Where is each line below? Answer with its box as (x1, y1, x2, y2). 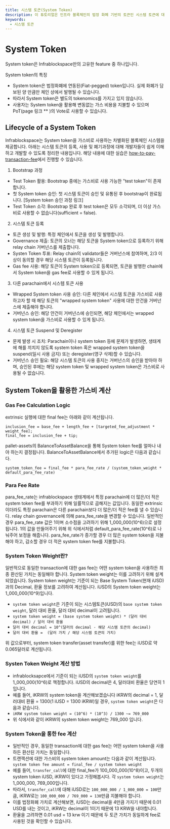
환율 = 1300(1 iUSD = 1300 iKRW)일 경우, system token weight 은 (26, 698, 158, 704)
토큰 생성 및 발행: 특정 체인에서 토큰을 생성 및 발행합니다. (12, 231, 125, 237)
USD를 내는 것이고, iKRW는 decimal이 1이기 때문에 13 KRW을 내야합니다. (12, 805, 158, 811)
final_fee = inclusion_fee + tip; (5, 433, 78, 438)
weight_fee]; (5, 428, 33, 434)
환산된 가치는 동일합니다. (22, 749, 71, 755)
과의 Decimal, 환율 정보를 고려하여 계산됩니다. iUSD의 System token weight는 (5, 584, 161, 590)
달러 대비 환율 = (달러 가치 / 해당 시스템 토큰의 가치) (12, 630, 116, 636)
